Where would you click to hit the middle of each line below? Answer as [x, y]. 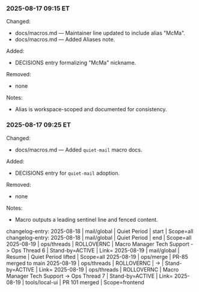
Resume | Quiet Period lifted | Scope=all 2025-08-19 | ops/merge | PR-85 [97, 257]
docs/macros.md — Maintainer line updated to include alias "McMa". [100, 33]
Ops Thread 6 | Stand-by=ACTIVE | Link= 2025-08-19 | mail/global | [95, 250]
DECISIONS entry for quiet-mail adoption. [67, 173]
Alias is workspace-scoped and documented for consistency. [91, 109]
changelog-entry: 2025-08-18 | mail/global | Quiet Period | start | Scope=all [100, 231]
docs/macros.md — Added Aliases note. [65, 40]
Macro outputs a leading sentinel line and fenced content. [86, 219]
